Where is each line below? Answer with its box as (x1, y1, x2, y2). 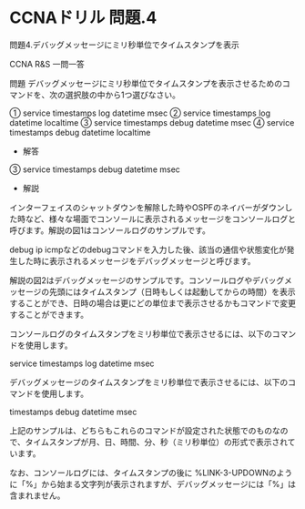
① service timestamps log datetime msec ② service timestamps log (9, 107, 271, 118)
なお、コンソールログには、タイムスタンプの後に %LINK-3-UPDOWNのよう (9, 467, 293, 478)
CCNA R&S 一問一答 (9, 58, 85, 69)
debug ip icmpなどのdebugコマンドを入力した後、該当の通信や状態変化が (9, 244, 287, 255)
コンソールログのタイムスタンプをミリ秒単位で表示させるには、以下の (9, 328, 273, 339)
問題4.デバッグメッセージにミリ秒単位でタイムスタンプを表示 (9, 39, 239, 50)
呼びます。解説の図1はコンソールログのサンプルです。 (9, 224, 211, 236)
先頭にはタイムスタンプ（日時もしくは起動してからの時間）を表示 (48, 286, 296, 297)
